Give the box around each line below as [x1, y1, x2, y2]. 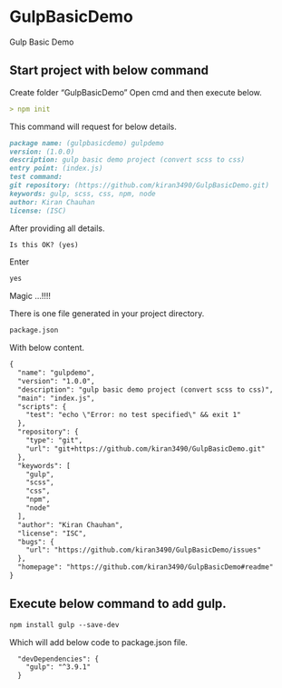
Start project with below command [9, 63, 209, 78]
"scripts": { [17, 402, 67, 411]
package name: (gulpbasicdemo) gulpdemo [9, 138, 165, 147]
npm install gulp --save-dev [9, 620, 120, 629]
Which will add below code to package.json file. [9, 636, 189, 647]
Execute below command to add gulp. [9, 596, 227, 612]
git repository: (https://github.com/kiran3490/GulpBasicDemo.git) [9, 181, 270, 190]
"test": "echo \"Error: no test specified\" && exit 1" [25, 411, 242, 420]
